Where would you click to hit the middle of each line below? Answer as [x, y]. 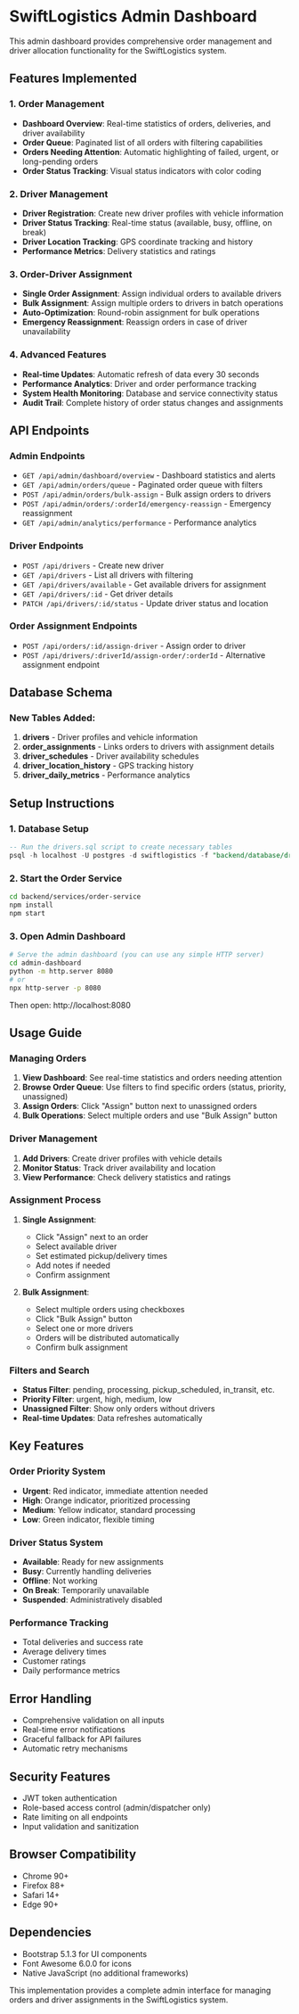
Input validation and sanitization [81, 1826]
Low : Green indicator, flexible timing [88, 1519]
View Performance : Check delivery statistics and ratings [126, 1177]
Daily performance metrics [71, 1671]
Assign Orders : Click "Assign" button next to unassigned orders [140, 1106]
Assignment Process [55, 1200]
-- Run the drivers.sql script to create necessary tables [121, 847]
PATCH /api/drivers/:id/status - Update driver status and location [145, 603]
